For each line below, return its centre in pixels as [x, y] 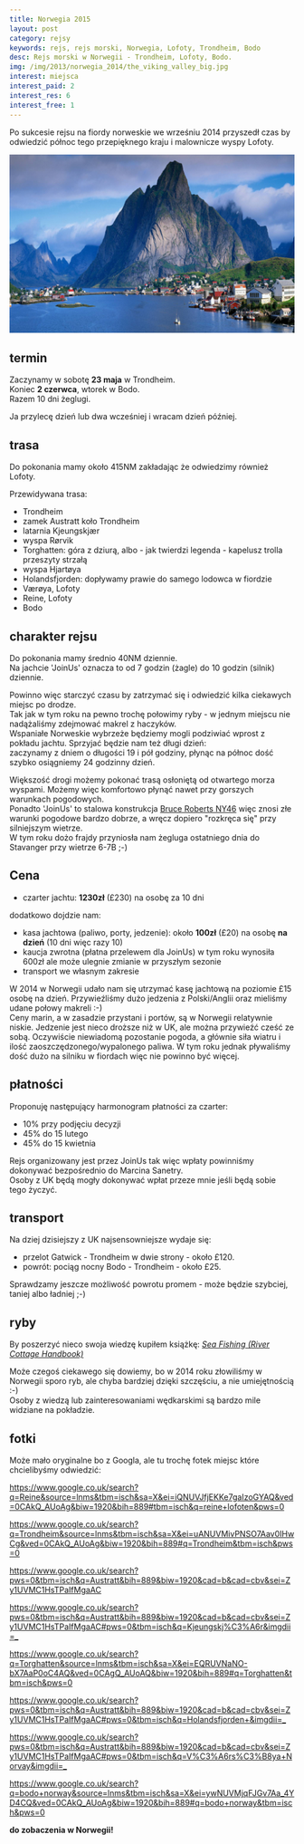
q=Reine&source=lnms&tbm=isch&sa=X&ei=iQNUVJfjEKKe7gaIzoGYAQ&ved [152, 1497]
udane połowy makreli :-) [56, 1008]
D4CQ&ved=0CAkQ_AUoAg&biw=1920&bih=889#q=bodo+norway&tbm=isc [151, 1803]
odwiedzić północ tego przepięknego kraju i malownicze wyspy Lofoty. [142, 141]
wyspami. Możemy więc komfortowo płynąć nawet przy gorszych [132, 789]
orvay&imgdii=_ [38, 1766]
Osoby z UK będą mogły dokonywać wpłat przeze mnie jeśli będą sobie [143, 1180]
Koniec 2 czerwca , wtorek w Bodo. [75, 389]
